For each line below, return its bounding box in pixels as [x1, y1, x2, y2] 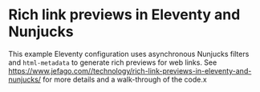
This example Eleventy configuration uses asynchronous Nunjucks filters [8, 49, 250, 58]
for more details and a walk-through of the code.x [43, 74, 207, 84]
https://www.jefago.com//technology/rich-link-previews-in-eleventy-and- [8, 66, 252, 75]
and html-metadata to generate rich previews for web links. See [8, 58, 217, 67]
